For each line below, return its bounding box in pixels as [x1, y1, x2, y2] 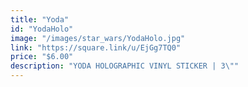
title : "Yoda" [10, 14, 70, 25]
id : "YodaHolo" [10, 24, 74, 34]
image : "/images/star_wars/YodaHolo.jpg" [10, 33, 186, 43]
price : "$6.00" [10, 52, 74, 62]
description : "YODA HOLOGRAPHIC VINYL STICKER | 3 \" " [10, 61, 240, 71]
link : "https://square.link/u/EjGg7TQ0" [10, 42, 182, 53]
